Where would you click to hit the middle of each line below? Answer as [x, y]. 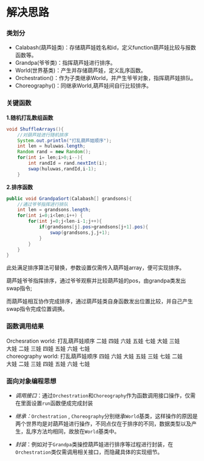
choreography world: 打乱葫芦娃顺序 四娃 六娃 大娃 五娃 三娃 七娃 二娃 [95, 356]
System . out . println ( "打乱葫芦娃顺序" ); [65, 140]
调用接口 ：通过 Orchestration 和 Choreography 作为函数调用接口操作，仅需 [105, 395]
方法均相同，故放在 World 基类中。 [78, 431]
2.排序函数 [20, 187]
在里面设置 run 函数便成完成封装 [54, 403]
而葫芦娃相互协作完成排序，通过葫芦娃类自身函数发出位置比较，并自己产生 [100, 301]
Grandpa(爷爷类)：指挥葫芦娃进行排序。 [65, 63]
